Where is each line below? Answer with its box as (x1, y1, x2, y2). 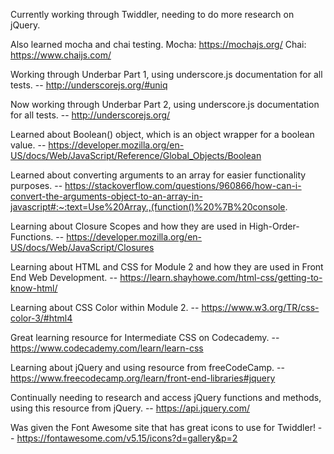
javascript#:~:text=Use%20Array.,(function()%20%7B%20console (10, 201, 286, 213)
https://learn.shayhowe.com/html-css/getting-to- (119, 272, 323, 283)
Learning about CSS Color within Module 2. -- (10, 302, 200, 313)
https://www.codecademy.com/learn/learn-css (10, 342, 204, 354)
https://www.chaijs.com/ (10, 49, 112, 61)
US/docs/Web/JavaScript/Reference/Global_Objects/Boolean (10, 150, 262, 161)
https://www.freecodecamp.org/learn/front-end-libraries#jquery (10, 372, 276, 384)
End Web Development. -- (10, 272, 118, 283)
